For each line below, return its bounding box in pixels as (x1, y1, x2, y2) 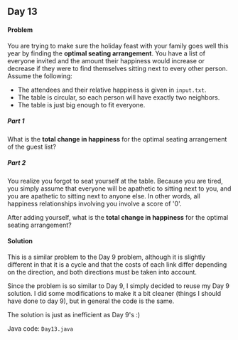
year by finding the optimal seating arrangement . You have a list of (7, 49, 206, 58)
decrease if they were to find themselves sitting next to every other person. (7, 64, 228, 73)
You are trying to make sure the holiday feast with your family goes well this (7, 41, 229, 50)
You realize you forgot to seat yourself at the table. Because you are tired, (7, 176, 224, 185)
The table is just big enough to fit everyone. (17, 100, 146, 109)
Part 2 (7, 159, 26, 167)
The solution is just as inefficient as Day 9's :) (7, 310, 141, 319)
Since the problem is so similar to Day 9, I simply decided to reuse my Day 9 (7, 281, 229, 290)
